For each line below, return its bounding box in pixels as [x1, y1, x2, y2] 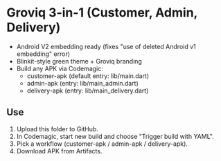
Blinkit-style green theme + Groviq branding [16, 57, 143, 65]
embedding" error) [16, 50, 71, 58]
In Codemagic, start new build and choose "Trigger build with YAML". [16, 132, 214, 140]
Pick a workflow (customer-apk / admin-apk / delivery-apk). [16, 140, 188, 148]
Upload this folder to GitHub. [16, 124, 98, 133]
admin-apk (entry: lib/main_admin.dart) [26, 79, 139, 87]
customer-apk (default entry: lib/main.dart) [26, 71, 150, 80]
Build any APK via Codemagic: [16, 64, 103, 73]
